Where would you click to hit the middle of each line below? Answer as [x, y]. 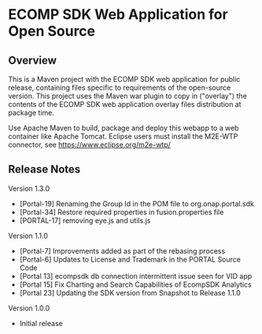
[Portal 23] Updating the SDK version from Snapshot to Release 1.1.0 [130, 292]
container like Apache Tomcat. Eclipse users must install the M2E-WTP [123, 136]
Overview [33, 60]
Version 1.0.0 [29, 308]
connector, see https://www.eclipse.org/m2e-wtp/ [90, 145]
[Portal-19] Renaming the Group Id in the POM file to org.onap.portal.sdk [137, 203]
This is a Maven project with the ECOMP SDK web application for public [124, 79]
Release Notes [44, 170]
